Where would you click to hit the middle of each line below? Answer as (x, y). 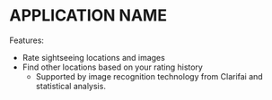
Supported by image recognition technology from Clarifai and (149, 76)
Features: (27, 40)
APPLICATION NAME (88, 16)
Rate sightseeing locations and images (94, 57)
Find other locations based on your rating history (113, 67)
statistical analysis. (70, 86)
